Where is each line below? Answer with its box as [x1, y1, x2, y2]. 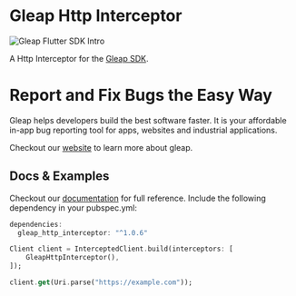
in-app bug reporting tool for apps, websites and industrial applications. [9, 124, 278, 135]
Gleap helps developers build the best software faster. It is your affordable [9, 114, 288, 125]
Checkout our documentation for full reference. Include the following [9, 192, 266, 203]
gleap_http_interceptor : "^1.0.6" [17, 228, 148, 237]
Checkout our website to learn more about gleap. [9, 142, 193, 153]
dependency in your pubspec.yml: [9, 202, 138, 213]
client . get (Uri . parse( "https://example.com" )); [9, 278, 193, 287]
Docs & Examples [9, 169, 110, 184]
